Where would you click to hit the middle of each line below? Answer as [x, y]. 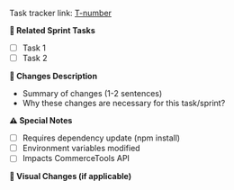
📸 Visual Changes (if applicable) [71, 176]
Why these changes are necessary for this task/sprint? [124, 104]
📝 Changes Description [53, 77]
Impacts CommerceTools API [76, 158]
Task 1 [34, 48]
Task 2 [35, 59]
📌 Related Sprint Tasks [53, 30]
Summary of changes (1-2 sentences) [92, 94]
